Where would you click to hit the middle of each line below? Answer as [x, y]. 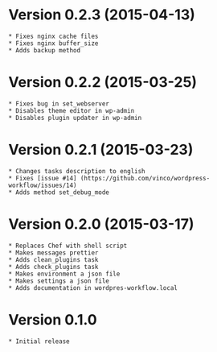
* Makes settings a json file [59, 281]
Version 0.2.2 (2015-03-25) [103, 83]
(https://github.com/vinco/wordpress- [145, 178]
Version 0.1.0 [53, 319]
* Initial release [39, 341]
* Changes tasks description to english [77, 171]
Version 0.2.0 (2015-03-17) [101, 224]
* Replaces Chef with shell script [68, 246]
